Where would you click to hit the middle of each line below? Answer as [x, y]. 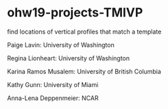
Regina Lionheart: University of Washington [69, 58]
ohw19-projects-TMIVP [75, 13]
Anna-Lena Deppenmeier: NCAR [53, 98]
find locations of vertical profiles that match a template [84, 32]
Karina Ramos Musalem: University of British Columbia [84, 71]
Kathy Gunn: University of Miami [53, 84]
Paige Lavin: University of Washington [61, 45]
